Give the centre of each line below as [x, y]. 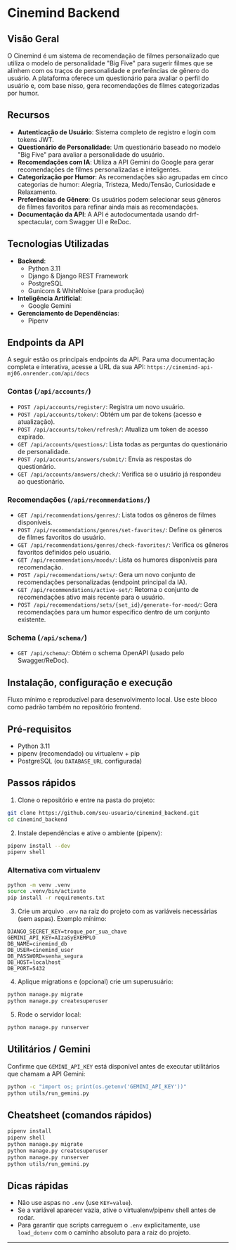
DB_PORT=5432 [26, 969]
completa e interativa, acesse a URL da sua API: [77, 367]
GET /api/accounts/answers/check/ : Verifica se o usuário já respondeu [119, 474]
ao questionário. [41, 481]
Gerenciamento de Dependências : [68, 313]
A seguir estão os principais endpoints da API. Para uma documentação [111, 359]
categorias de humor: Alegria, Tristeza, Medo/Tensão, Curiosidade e [116, 184]
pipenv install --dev [39, 846]
